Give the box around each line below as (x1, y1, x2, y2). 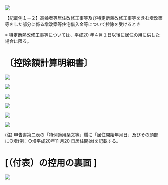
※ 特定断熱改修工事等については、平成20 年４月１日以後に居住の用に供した (5, 32, 160, 38)
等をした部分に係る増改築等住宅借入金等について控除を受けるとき (5, 21, 141, 27)
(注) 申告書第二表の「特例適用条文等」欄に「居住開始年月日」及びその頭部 (5, 131, 159, 138)
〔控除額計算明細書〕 (5, 58, 93, 69)
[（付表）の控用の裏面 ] (5, 157, 97, 169)
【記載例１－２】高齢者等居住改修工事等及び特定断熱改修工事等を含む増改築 (5, 15, 163, 21)
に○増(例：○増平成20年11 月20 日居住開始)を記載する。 (5, 138, 121, 144)
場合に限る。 (5, 38, 31, 44)
